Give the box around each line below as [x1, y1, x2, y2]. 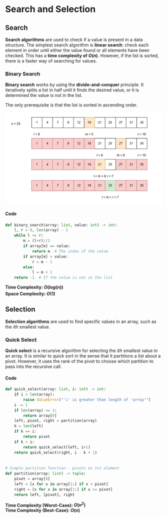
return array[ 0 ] [23, 413, 57, 418]
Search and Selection [5, 3, 96, 15]
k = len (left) [14, 423, 43, 428]
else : [23, 264, 35, 269]
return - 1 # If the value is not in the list [14, 275, 113, 280]
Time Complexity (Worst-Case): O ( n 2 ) [5, 501, 86, 508]
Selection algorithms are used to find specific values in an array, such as [5, 318, 156, 324]
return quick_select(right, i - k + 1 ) [14, 450, 97, 455]
